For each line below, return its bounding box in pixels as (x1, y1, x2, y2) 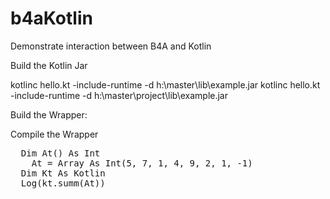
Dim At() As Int (20, 147, 101, 159)
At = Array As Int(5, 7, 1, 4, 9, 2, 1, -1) (31, 157, 253, 169)
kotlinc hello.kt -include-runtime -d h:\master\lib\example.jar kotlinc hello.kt (10, 78, 321, 91)
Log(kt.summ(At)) (20, 177, 106, 189)
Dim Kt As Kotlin (20, 167, 106, 179)
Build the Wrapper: (10, 108, 88, 121)
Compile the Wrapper (10, 128, 99, 140)
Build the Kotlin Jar (10, 59, 88, 71)
